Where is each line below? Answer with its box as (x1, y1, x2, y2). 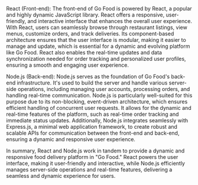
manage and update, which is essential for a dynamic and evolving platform (6, 43, 190, 50)
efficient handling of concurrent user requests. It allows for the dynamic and (6, 105, 191, 111)
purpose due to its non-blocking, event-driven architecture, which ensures (6, 98, 188, 105)
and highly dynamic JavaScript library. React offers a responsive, (6, 11, 165, 18)
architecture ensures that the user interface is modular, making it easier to (6, 37, 186, 43)
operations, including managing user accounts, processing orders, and (17, 86, 190, 92)
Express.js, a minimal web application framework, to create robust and (6, 124, 177, 130)
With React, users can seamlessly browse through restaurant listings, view (6, 24, 187, 31)
